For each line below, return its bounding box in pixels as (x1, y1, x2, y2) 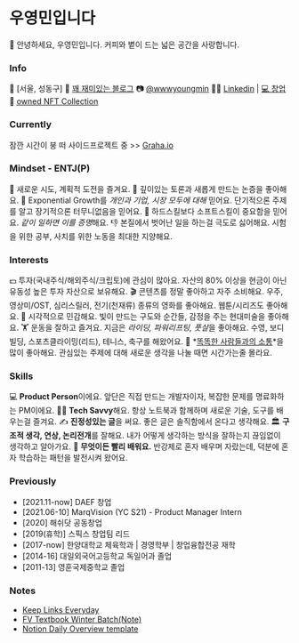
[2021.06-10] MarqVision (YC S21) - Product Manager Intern (21, 506, 242, 517)
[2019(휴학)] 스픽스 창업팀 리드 (21, 528, 131, 539)
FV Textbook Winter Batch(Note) (21, 615, 142, 625)
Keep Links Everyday (21, 605, 100, 615)
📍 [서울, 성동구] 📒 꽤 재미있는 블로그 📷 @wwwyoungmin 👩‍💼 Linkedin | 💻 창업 (9, 84, 287, 94)
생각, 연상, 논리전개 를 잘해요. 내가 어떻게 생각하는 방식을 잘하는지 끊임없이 (25, 430, 281, 441)
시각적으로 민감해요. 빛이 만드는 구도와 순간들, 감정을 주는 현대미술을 (28, 311, 265, 322)
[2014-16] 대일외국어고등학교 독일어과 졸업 (21, 551, 172, 561)
